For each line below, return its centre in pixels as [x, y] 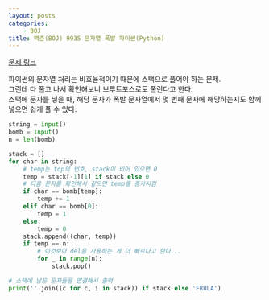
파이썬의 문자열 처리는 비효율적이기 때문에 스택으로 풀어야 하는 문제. [115, 79]
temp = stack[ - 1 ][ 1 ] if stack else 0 [86, 177]
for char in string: [43, 162]
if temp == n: [46, 244]
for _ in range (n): [70, 259]
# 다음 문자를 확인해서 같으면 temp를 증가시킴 [90, 184]
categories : [28, 23]
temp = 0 [52, 229]
